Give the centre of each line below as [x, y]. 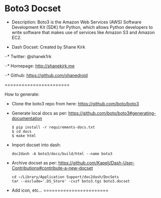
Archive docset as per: [34, 163]
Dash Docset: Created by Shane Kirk [49, 47]
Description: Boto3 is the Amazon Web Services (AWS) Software [77, 22]
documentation [27, 118]
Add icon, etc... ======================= [60, 190]
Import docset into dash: [36, 145]
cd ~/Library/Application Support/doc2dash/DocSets [65, 177]
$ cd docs [22, 131]
